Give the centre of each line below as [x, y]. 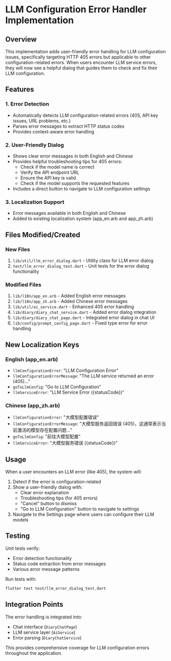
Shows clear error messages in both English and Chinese [73, 156]
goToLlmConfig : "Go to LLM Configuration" [57, 387]
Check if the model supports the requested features [75, 183]
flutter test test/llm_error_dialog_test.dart [56, 588]
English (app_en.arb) [32, 359]
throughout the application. [34, 653]
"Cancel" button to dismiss [48, 504]
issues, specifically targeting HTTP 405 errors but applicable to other [78, 57]
